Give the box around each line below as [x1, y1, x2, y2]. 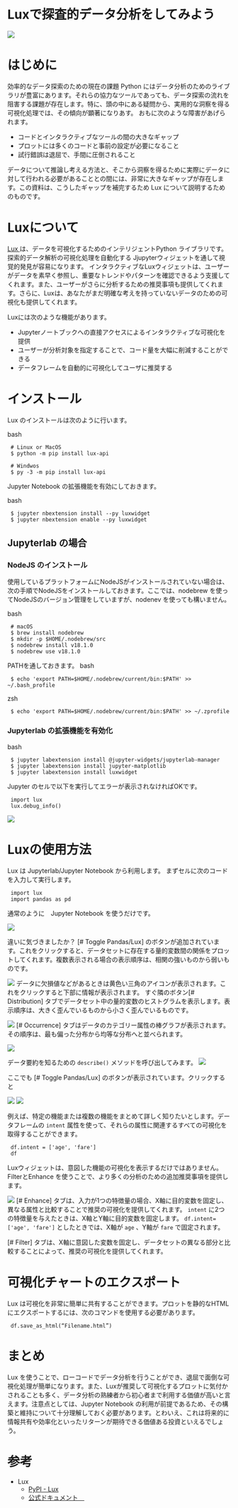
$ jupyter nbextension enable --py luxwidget [10, 516, 147, 523]
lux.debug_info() [10, 802, 62, 810]
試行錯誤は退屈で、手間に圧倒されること [17, 150, 136, 158]
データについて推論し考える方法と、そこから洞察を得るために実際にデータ [7, 165, 225, 174]
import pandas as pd [10, 896, 72, 903]
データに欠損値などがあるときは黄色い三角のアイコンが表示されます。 [16, 979, 220, 987]
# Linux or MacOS [10, 443, 62, 451]
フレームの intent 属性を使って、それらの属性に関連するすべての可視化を [13, 1120, 227, 1129]
